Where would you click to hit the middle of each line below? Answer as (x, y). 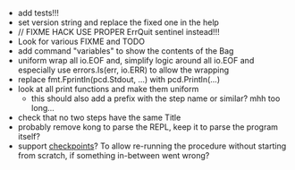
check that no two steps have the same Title (99, 117)
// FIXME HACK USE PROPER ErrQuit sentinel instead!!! (119, 32)
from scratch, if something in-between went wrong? (114, 155)
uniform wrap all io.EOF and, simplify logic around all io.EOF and (136, 60)
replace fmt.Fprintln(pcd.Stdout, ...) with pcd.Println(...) (119, 79)
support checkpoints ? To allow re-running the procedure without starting (152, 146)
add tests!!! (38, 13)
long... (43, 108)
